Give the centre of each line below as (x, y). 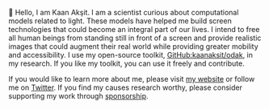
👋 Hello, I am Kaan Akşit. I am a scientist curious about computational (124, 12)
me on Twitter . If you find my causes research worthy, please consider (126, 87)
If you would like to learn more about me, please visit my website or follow (132, 79)
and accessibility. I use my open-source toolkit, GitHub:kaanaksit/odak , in (130, 55)
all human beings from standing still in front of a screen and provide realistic (135, 38)
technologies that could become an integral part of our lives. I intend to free (134, 29)
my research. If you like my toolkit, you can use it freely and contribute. (126, 63)
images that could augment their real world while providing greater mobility (133, 46)
